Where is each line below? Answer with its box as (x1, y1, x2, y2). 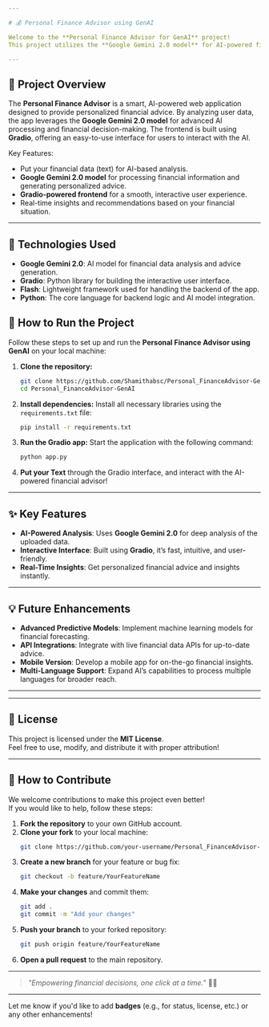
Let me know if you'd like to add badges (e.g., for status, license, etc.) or (8, 1001, 248, 1010)
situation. (19, 206, 50, 217)
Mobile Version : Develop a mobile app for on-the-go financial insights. (19, 657, 254, 666)
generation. (19, 267, 58, 277)
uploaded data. (19, 537, 70, 547)
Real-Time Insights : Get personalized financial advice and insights (19, 563, 240, 573)
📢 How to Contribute (8, 773, 112, 787)
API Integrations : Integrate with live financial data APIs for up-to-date (19, 640, 251, 650)
